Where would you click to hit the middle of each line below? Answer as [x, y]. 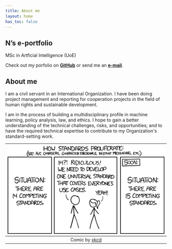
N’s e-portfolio [29, 43]
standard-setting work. [29, 136]
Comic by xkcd [86, 240]
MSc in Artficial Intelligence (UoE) [41, 55]
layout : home [19, 16]
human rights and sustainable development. [52, 105]
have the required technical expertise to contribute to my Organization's [81, 131]
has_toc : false [21, 22]
